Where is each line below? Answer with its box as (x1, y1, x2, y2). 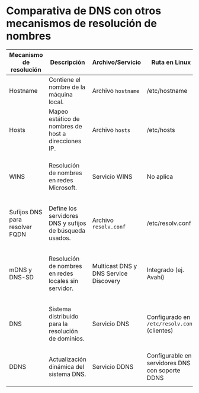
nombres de (48, 122, 82, 130)
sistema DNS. (48, 370, 86, 378)
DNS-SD (9, 273, 34, 281)
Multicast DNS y (92, 262, 137, 270)
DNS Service (92, 269, 128, 278)
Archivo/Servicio (92, 58, 141, 66)
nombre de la (48, 83, 86, 91)
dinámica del (48, 362, 85, 371)
